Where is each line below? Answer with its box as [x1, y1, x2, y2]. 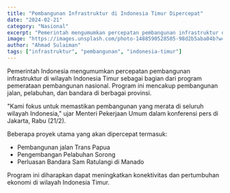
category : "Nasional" [7, 23, 69, 29]
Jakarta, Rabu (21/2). [7, 116, 66, 125]
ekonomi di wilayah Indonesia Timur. [7, 178, 110, 186]
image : [7, 36, 26, 42]
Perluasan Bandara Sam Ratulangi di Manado [16, 157, 144, 166]
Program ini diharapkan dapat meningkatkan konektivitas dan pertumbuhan [7, 170, 220, 179]
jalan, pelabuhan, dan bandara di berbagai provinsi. [7, 88, 152, 96]
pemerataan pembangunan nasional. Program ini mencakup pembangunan [7, 81, 218, 90]
